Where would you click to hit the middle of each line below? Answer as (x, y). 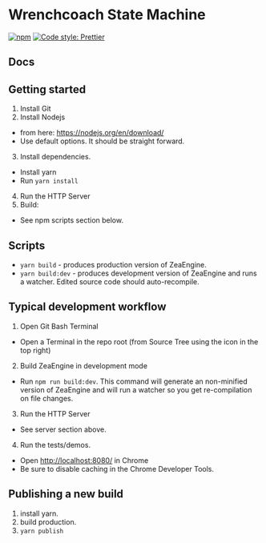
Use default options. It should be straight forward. (102, 141)
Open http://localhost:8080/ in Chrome (84, 460)
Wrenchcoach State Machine (107, 15)
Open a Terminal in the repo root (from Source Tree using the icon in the (139, 341)
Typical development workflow (87, 307)
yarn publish (42, 531)
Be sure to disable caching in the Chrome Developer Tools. (117, 469)
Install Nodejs (42, 117)
